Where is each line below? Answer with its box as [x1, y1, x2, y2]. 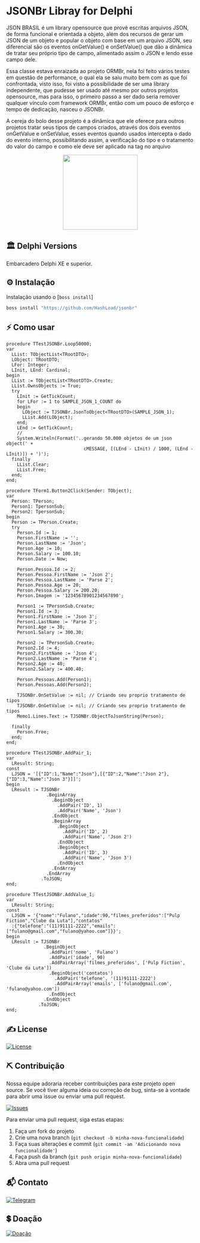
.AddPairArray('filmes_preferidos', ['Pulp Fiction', [48, 960, 186, 966]
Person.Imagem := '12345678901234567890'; [17, 593, 124, 599]
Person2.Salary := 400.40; [17, 666, 84, 672]
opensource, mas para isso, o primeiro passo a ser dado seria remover [6, 93, 180, 100]
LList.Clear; [17, 461, 50, 468]
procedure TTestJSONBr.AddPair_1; [6, 750, 93, 756]
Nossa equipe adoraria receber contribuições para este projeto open [6, 1080, 176, 1087]
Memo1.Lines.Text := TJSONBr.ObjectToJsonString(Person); [17, 713, 164, 720]
